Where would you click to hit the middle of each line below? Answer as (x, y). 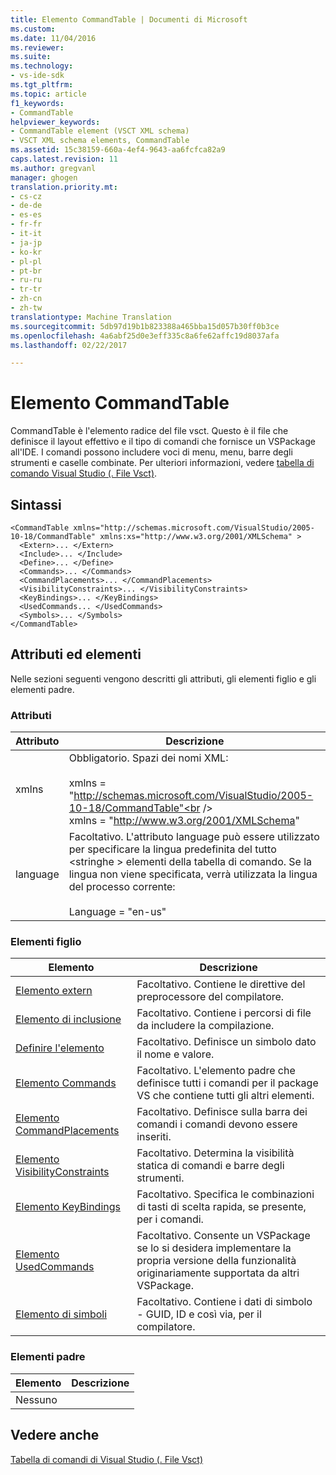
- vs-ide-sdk (37, 76)
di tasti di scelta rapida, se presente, (221, 1207)
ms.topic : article (48, 94)
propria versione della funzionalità (216, 1261)
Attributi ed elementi (76, 654)
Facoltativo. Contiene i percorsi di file (224, 1013)
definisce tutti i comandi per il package (227, 1083)
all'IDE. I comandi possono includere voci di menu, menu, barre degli (151, 452)
